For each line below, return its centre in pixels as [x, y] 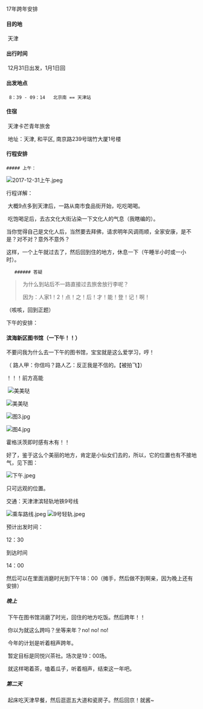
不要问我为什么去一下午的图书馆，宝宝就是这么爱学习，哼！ [80, 352]
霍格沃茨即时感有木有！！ [38, 442]
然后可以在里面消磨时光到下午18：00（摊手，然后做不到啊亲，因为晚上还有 [100, 578]
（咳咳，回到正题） [30, 310]
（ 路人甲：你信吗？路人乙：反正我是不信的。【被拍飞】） [76, 365]
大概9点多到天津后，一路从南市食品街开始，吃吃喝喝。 [76, 206]
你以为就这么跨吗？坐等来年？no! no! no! [58, 630]
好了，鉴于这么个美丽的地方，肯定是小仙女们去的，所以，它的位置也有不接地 [101, 455]
